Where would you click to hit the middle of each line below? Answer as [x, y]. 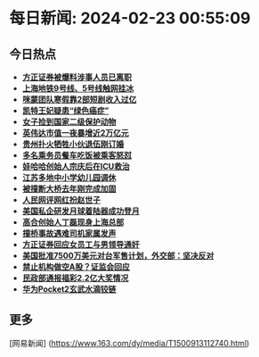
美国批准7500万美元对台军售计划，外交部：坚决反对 [118, 256]
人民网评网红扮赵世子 [61, 200]
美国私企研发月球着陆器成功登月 [81, 211]
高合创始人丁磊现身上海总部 [73, 222]
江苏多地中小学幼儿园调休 [69, 178]
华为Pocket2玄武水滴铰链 [69, 289]
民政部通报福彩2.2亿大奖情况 [75, 278]
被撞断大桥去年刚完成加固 [69, 189]
